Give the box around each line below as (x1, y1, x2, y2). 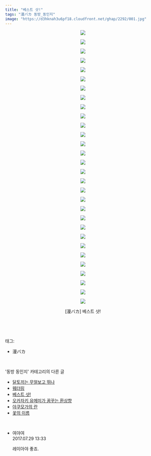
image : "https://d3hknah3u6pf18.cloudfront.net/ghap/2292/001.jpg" (5, 16, 147, 21)
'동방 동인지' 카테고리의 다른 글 (5, 369, 65, 374)
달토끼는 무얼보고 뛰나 (12, 379, 55, 385)
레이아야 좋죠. (12, 446, 39, 452)
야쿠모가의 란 (12, 404, 38, 410)
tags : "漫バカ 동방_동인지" (5, 12, 55, 17)
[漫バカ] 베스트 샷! (65, 308, 101, 314)
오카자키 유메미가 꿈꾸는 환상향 (12, 398, 72, 404)
